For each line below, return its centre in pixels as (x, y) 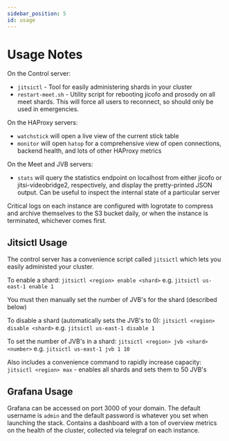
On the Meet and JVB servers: (50, 165)
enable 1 (41, 287)
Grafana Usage (40, 391)
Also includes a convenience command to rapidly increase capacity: (104, 363)
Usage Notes (45, 55)
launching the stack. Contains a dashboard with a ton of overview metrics (112, 423)
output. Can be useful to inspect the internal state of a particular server (118, 192)
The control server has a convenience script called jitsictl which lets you (114, 259)
